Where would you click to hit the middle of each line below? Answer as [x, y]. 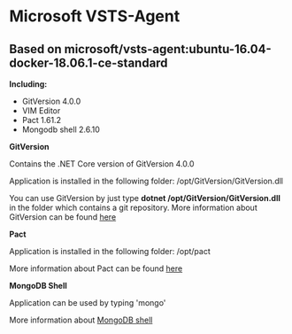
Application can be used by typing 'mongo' [88, 303]
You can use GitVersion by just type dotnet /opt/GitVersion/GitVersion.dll [145, 198]
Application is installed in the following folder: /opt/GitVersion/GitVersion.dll [146, 181]
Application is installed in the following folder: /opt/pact [110, 251]
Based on [35, 49]
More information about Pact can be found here [96, 268]
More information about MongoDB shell [81, 320]
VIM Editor [41, 111]
